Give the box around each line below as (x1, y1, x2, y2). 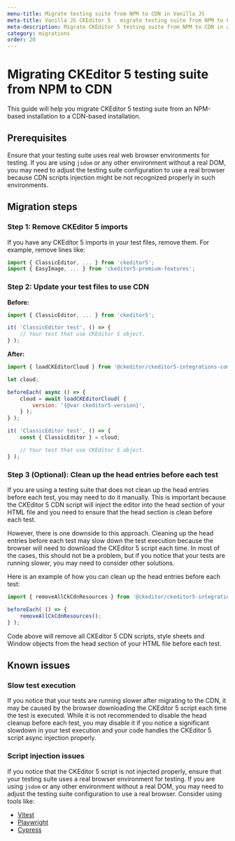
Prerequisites (7, 132, 67, 144)
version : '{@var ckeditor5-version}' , (32, 402, 145, 409)
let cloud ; (7, 376, 39, 383)
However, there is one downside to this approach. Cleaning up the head (7, 529, 214, 538)
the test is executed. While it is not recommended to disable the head (7, 711, 207, 720)
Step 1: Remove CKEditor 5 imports (7, 222, 128, 232)
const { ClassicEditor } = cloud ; (20, 434, 120, 442)
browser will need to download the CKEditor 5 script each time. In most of (7, 544, 220, 552)
